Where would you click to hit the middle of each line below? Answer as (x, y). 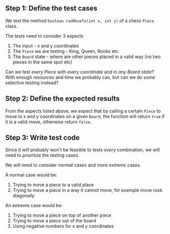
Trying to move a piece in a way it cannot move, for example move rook (88, 190)
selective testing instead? (32, 82)
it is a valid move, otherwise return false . (48, 122)
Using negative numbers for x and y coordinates (63, 226)
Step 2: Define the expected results (63, 99)
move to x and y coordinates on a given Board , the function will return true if (85, 116)
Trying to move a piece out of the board (54, 221)
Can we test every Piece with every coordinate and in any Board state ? (80, 72)
